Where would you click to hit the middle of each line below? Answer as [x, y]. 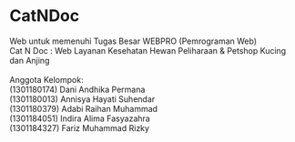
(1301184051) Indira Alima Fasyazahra [80, 118]
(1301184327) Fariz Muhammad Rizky [80, 127]
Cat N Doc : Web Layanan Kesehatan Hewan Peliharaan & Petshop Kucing [148, 50]
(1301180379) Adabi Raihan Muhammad [83, 108]
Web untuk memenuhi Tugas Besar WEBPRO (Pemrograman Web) [133, 41]
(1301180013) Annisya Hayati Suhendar [82, 99]
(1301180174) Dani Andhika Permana [77, 89]
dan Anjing [30, 60]
